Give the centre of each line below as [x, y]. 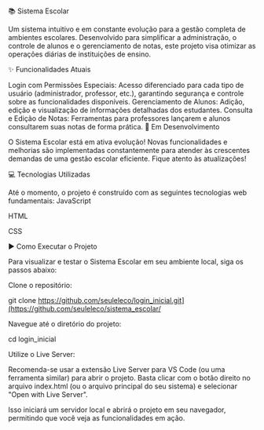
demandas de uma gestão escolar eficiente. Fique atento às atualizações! [127, 159]
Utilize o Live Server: [42, 354]
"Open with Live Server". [48, 394]
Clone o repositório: [40, 285]
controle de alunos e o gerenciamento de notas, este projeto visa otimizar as [132, 46]
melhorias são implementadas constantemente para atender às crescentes [129, 150]
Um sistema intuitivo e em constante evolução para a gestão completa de [127, 29]
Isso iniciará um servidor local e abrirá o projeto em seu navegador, [117, 410]
